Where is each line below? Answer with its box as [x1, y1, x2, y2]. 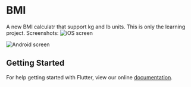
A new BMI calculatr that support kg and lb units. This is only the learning [6, 23, 186, 30]
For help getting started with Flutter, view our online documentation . [6, 73, 173, 80]
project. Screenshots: [6, 29, 59, 36]
